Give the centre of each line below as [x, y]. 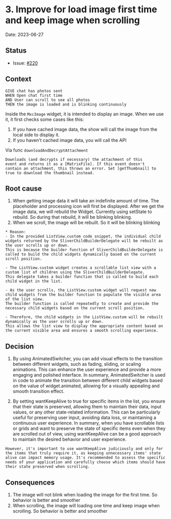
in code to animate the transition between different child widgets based [88, 381]
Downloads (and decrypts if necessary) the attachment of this [74, 159]
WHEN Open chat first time [34, 95]
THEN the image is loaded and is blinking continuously [66, 104]
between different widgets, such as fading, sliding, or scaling [77, 364]
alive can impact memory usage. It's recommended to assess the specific [86, 458]
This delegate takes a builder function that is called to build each [82, 277]
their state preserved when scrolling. [48, 467]
